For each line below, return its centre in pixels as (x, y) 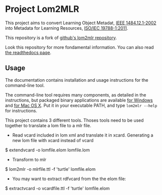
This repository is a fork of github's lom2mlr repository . (61, 38)
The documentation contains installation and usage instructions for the (77, 80)
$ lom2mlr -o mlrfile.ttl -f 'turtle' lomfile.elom (50, 169)
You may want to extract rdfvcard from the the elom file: (69, 179)
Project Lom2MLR (42, 9)
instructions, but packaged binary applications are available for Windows (79, 100)
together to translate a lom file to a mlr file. (48, 125)
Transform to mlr (29, 159)
